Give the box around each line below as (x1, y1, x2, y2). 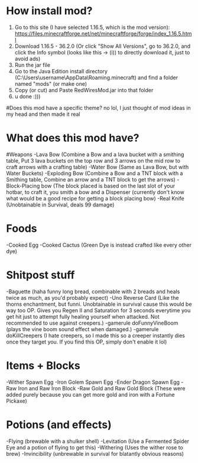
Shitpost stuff (6, 268, 75, 281)
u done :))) (14, 93, 41, 100)
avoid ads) (14, 55, 41, 62)
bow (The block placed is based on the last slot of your (41, 182, 176, 189)
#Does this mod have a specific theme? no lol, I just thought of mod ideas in (6, 104, 191, 111)
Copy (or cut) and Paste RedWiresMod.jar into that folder (14, 86, 154, 93)
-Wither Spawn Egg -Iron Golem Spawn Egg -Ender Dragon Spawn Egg (6, 378, 180, 386)
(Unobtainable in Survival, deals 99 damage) (6, 201, 115, 208)
